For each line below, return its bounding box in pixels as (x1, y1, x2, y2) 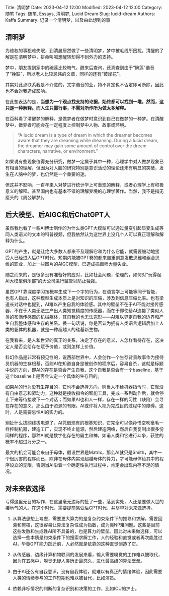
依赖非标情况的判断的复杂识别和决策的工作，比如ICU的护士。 (12, 585, 140, 591)
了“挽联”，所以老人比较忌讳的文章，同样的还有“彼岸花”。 (5, 71, 123, 77)
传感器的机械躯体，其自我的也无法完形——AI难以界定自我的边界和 (22, 314, 159, 320)
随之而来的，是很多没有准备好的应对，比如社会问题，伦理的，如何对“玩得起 (5, 271, 162, 277)
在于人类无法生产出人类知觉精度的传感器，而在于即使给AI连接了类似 (18, 307, 159, 314)
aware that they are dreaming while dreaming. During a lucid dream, (17, 137, 159, 143)
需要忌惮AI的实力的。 (22, 409, 67, 415)
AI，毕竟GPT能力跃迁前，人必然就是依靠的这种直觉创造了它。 (12, 541, 141, 547)
